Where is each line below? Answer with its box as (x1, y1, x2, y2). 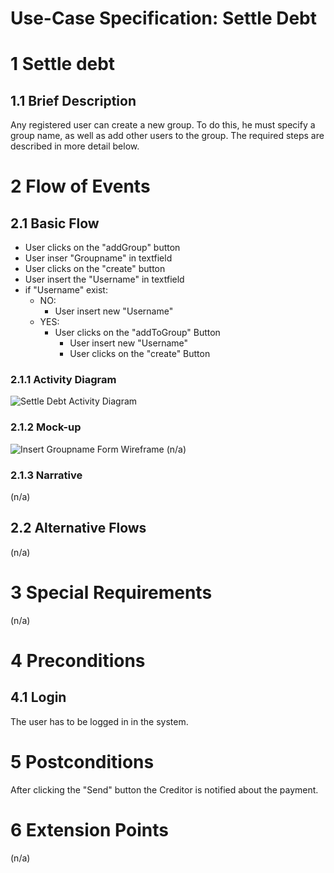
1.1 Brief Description (10, 92, 137, 109)
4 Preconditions (10, 650, 146, 672)
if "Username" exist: (24, 284, 108, 296)
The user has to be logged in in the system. (10, 715, 189, 727)
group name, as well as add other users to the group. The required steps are (10, 130, 325, 142)
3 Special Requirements (10, 582, 213, 604)
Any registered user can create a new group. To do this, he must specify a (10, 119, 316, 131)
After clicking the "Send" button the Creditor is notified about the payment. (10, 783, 319, 796)
